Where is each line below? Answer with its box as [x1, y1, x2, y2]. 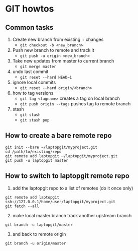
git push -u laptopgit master [5, 158, 69, 163]
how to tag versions [12, 90, 54, 96]
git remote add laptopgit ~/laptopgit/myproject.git [5, 153, 118, 159]
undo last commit [12, 69, 49, 75]
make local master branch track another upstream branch [12, 212, 132, 218]
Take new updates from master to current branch [12, 58, 114, 64]
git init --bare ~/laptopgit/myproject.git [5, 145, 98, 150]
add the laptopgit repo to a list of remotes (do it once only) [12, 185, 133, 191]
